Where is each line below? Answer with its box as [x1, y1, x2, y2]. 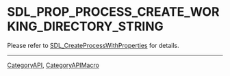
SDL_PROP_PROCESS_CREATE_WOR [7, 4, 220, 20]
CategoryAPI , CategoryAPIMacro [7, 61, 99, 69]
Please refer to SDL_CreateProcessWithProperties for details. [7, 41, 179, 49]
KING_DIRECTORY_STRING [7, 18, 164, 34]
